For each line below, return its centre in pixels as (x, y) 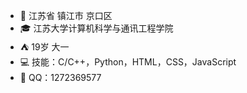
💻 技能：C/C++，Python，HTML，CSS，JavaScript (128, 62)
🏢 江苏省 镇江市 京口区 (66, 15)
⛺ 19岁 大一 (44, 47)
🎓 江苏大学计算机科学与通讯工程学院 (96, 28)
